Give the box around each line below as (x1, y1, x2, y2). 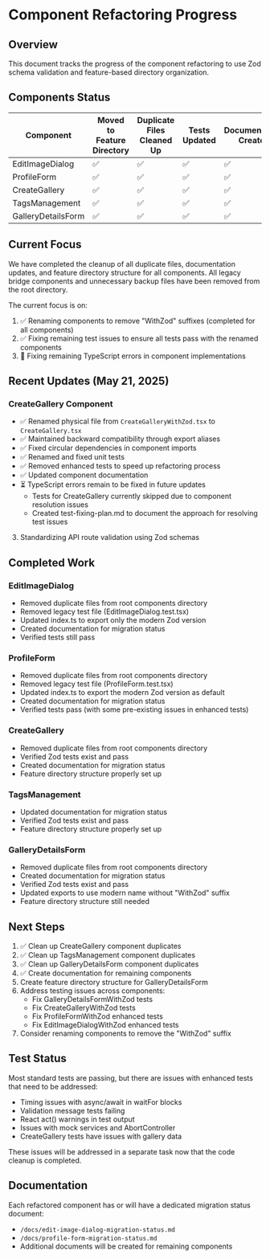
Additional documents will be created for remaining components (19, 1241, 233, 1251)
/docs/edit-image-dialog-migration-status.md (19, 1225, 175, 1234)
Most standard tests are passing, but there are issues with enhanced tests (8, 1073, 253, 1082)
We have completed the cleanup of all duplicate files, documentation (8, 259, 235, 268)
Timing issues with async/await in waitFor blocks (19, 1097, 182, 1106)
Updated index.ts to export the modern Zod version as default (19, 688, 225, 697)
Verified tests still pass (19, 632, 96, 642)
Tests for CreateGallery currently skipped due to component (31, 492, 231, 501)
